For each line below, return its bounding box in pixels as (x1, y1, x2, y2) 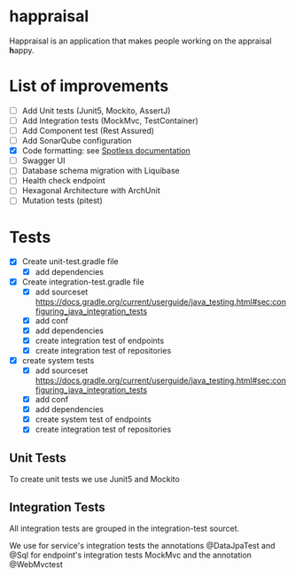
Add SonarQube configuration (21, 136, 132, 146)
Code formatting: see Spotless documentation (21, 145, 190, 156)
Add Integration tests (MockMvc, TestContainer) (21, 115, 199, 126)
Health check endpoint (21, 175, 106, 186)
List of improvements (9, 76, 169, 97)
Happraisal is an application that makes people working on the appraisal (9, 35, 272, 46)
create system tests (21, 355, 95, 365)
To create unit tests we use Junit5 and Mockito (9, 474, 180, 485)
